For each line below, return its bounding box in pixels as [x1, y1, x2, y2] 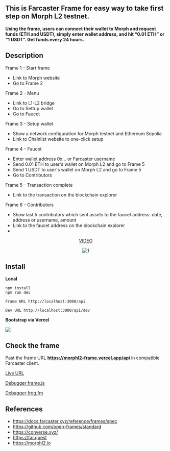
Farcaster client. [5, 360, 39, 366]
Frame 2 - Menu [5, 90, 39, 96]
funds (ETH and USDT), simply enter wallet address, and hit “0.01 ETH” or [5, 31, 165, 37]
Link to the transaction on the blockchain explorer [12, 191, 117, 198]
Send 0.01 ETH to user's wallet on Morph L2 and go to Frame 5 [12, 161, 145, 167]
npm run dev [5, 290, 31, 295]
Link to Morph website [12, 74, 60, 81]
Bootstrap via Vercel [5, 317, 50, 323]
